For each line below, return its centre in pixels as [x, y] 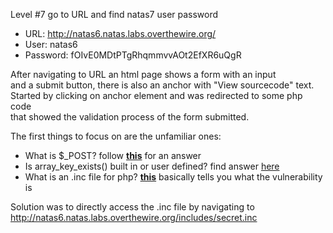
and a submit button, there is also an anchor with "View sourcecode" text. [162, 85]
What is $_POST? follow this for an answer [113, 155]
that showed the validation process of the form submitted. [130, 117]
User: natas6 [51, 44]
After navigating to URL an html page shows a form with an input [143, 74]
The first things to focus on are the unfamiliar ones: [116, 136]
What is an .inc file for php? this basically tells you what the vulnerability [173, 177]
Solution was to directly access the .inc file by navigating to [132, 207]
